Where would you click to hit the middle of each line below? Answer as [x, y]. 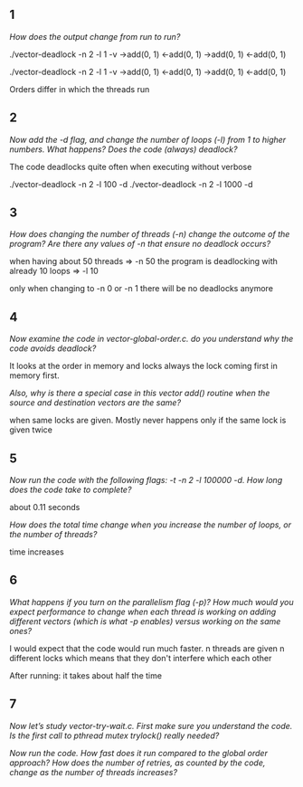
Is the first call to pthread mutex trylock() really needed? [114, 735]
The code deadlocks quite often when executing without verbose [131, 166]
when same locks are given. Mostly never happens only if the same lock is [148, 421]
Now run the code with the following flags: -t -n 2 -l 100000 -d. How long [146, 480]
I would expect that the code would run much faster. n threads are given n [147, 648]
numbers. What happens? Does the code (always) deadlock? [123, 149]
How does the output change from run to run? [95, 36]
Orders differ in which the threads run [80, 89]
